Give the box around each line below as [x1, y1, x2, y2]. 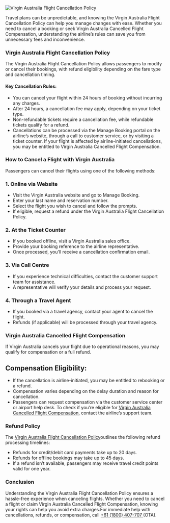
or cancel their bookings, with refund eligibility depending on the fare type [5, 66, 161, 72]
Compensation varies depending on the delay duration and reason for [12, 388, 159, 394]
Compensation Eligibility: [5, 364, 87, 372]
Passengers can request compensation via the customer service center [12, 399, 163, 405]
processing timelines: [5, 439, 50, 446]
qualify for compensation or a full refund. [5, 349, 92, 355]
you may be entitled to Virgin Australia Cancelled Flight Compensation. [12, 143, 161, 150]
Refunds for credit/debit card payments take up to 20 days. [12, 450, 137, 456]
